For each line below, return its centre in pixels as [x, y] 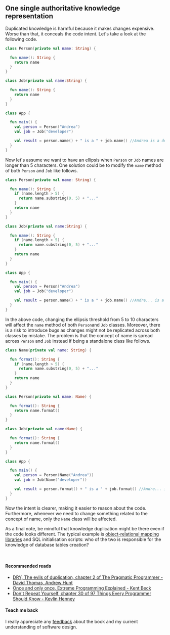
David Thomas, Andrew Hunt [42, 582]
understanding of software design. [41, 627]
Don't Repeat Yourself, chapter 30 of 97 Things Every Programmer [82, 593]
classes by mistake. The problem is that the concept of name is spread [79, 335]
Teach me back [22, 610]
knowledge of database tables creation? [47, 545]
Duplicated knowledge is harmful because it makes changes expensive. [80, 28]
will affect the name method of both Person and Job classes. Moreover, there [83, 325]
